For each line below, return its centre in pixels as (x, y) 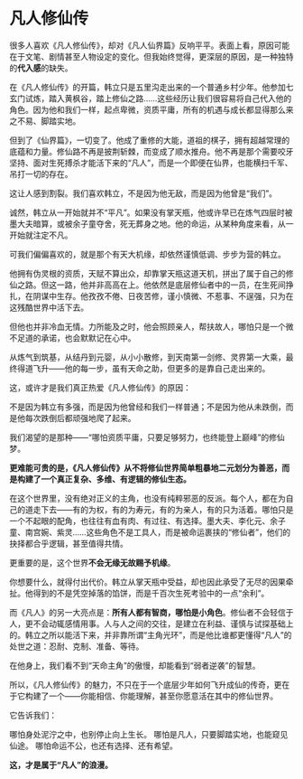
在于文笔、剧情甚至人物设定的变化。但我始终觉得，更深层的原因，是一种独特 (151, 56)
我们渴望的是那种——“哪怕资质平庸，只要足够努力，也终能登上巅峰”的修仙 (147, 437)
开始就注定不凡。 (41, 235)
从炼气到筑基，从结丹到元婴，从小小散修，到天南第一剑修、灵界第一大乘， (147, 357)
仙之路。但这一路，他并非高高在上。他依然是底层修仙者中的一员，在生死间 (147, 285)
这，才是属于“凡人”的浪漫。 (61, 765)
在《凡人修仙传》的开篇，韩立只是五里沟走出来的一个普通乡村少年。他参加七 (151, 87)
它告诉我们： (33, 715)
